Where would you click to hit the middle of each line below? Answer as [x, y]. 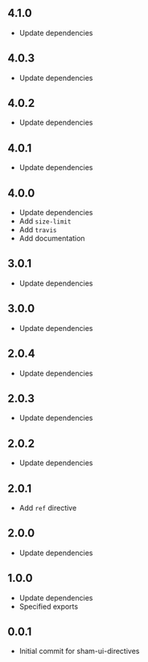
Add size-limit [45, 221]
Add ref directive [48, 507]
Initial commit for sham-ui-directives [79, 651]
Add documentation [52, 239]
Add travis [38, 230]
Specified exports [48, 606]
